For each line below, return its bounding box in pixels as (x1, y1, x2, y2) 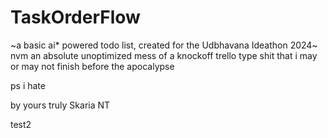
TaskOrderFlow (10, 6, 141, 29)
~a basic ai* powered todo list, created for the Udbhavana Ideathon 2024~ (10, 39, 318, 51)
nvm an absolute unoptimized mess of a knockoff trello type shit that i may (10, 49, 318, 61)
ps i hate (10, 79, 46, 91)
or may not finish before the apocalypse (10, 60, 175, 72)
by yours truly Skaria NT (10, 99, 111, 111)
